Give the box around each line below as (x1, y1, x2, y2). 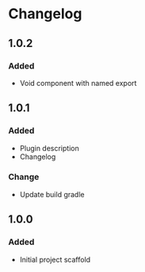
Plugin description (19, 143, 79, 153)
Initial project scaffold (19, 255, 91, 264)
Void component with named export (19, 78, 137, 87)
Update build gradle (19, 189, 85, 199)
